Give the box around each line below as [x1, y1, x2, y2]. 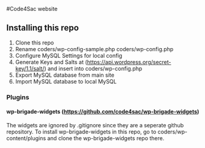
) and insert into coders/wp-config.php [43, 65, 143, 72]
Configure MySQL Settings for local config [15, 52, 122, 59]
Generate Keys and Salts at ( [15, 58, 88, 66]
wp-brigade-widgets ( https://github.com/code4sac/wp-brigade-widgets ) [6, 108, 199, 115]
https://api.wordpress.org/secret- [86, 58, 171, 66]
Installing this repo [6, 23, 80, 33]
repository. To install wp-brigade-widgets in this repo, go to [6, 128, 157, 135]
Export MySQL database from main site [15, 71, 114, 79]
